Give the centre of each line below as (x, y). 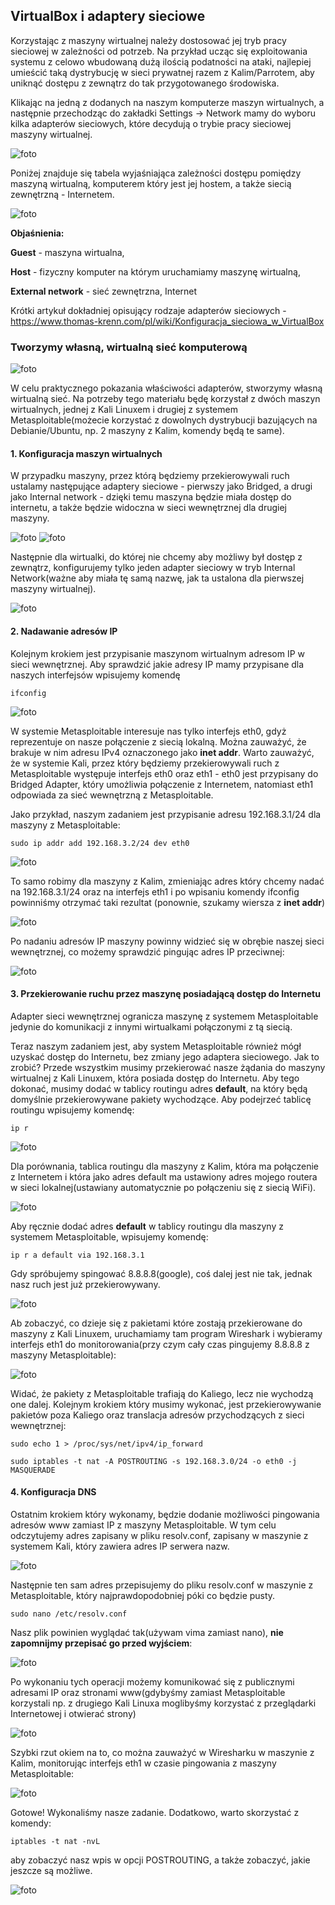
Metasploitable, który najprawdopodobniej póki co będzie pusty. (143, 1595)
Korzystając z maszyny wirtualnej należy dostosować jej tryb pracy (148, 40)
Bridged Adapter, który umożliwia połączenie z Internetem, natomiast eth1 (162, 784)
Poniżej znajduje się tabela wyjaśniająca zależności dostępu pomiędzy (156, 173)
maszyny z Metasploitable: (65, 825)
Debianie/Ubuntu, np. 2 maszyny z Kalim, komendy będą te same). (147, 431)
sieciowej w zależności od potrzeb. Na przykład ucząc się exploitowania (159, 51)
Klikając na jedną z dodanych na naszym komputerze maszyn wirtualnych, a (167, 102)
